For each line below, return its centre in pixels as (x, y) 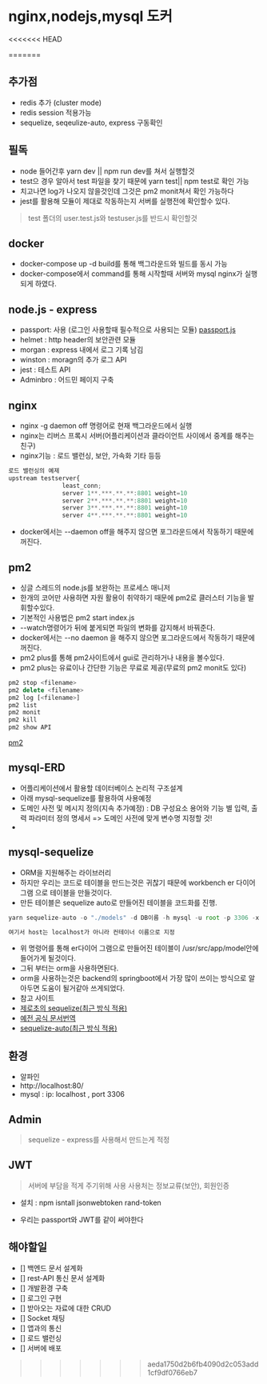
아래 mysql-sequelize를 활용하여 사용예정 (86, 798)
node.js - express (53, 309)
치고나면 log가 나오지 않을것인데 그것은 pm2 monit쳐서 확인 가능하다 (127, 191)
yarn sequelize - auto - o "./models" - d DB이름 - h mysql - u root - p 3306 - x (134, 918)
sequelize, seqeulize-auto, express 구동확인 (91, 122)
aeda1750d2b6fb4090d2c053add (203, 1364)
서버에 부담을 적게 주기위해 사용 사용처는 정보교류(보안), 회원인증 (129, 1186)
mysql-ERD (37, 768)
